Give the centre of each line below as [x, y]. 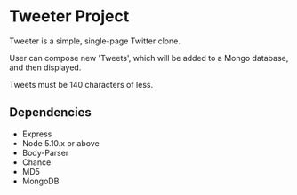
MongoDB [40, 181]
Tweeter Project [69, 16]
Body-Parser [45, 152]
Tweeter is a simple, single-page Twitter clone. [95, 41]
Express [37, 134]
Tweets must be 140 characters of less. [81, 84]
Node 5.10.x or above [60, 143]
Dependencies [50, 113]
